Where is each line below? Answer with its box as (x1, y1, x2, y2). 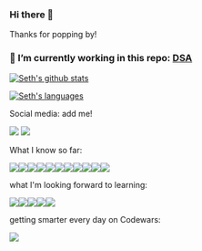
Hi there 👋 (9, 8, 55, 21)
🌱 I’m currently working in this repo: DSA (9, 52, 193, 65)
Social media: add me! (9, 108, 93, 119)
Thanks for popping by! (9, 29, 97, 40)
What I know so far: (9, 144, 83, 155)
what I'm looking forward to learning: (9, 179, 148, 190)
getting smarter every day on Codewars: (9, 214, 161, 225)
